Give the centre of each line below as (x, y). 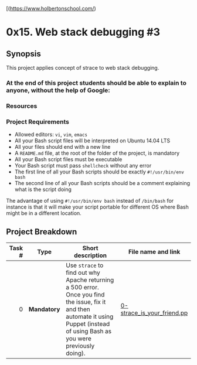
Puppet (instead (88, 323)
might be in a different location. (44, 213)
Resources (22, 106)
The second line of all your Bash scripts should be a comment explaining (102, 183)
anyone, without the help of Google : (58, 90)
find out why (83, 272)
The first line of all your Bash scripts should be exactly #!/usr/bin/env (99, 172)
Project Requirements (38, 121)
